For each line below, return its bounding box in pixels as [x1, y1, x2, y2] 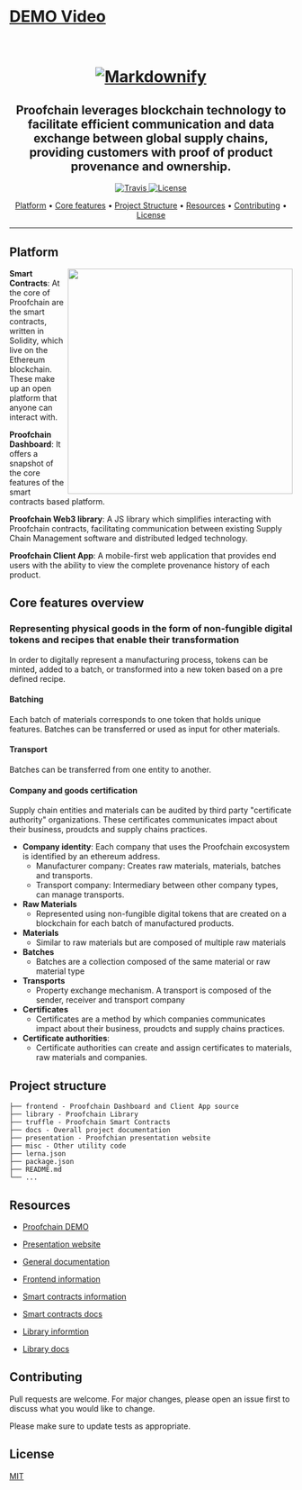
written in [9, 326, 45, 336]
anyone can [9, 403, 53, 413]
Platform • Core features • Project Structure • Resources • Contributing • [14, 200, 288, 211]
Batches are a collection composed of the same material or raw [35, 957, 271, 968]
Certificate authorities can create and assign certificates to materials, [35, 1042, 292, 1053]
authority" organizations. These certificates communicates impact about [9, 814, 278, 825]
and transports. [35, 870, 93, 881]
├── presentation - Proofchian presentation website [9, 1133, 211, 1143]
